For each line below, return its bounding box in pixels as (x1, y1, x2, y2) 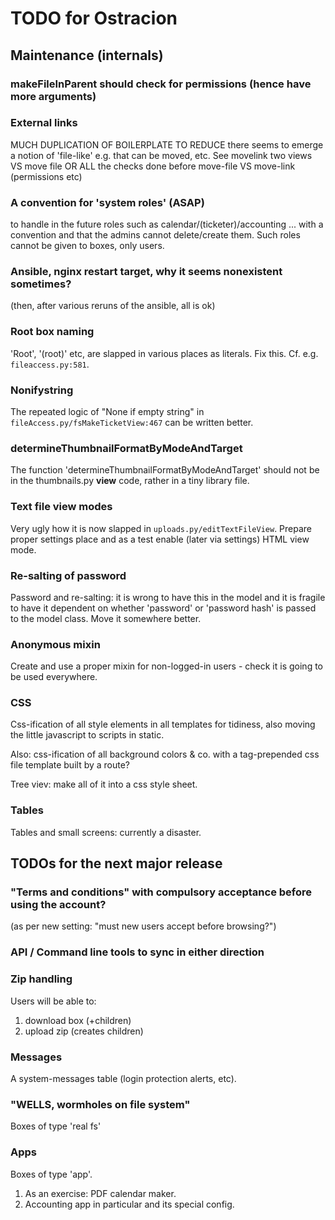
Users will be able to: (10, 995, 97, 1007)
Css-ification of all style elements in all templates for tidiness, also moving (10, 718, 316, 731)
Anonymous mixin (10, 637, 101, 651)
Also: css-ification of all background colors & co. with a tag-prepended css (10, 748, 320, 761)
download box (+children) (24, 1014, 132, 1026)
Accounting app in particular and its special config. (24, 1198, 235, 1210)
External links (10, 116, 78, 130)
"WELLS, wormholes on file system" (10, 1097, 191, 1111)
